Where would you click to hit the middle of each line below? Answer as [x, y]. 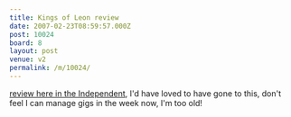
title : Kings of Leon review [64, 18]
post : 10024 [32, 34]
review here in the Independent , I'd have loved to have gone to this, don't [145, 93]
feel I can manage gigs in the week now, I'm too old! [106, 103]
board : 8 [26, 43]
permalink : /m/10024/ [50, 68]
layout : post [34, 51]
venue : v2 [28, 59]
